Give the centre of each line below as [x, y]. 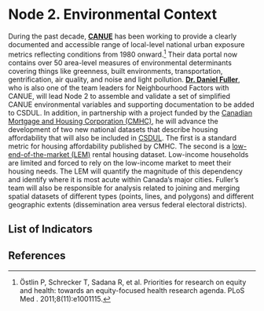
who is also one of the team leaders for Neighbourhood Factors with [119, 87]
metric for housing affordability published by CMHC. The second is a [119, 146]
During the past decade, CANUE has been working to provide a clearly [123, 36]
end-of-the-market [39, 154]
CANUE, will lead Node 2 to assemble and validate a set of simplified [119, 96]
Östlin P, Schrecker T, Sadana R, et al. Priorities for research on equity [133, 282]
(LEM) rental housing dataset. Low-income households [160, 154]
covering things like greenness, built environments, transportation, [115, 71]
